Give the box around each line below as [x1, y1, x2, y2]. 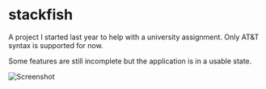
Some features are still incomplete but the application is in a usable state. [8, 56, 252, 66]
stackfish [8, 6, 74, 24]
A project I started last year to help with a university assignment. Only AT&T [8, 32, 260, 42]
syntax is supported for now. [8, 40, 103, 50]
